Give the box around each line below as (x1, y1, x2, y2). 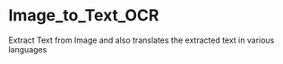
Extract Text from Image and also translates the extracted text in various (8, 35, 275, 45)
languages (8, 44, 47, 54)
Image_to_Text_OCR (8, 5, 159, 26)
